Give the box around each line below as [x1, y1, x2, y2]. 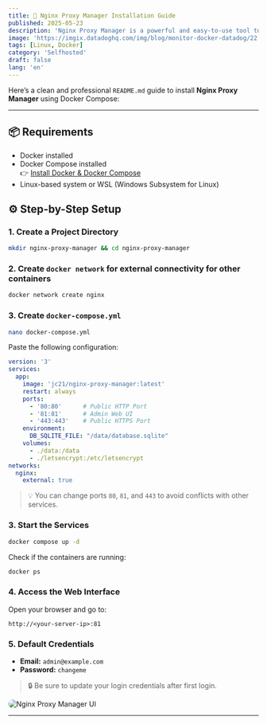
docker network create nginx [8, 292, 105, 299]
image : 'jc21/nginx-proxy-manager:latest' [22, 380, 165, 389]
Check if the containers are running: [8, 552, 126, 562]
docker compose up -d [8, 538, 80, 546]
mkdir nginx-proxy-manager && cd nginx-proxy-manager [8, 245, 191, 252]
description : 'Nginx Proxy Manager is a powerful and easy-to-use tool [8, 26, 250, 34]
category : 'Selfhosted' [8, 49, 87, 57]
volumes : [22, 440, 52, 448]
